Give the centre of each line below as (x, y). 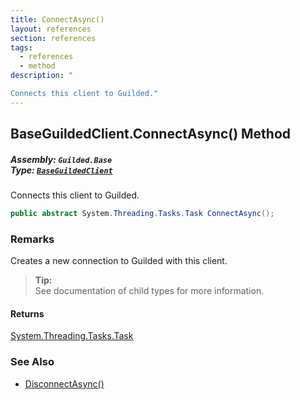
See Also (32, 362)
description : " (42, 76)
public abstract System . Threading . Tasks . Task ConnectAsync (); (142, 214)
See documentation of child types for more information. (149, 291)
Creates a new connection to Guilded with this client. (119, 261)
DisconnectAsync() (64, 383)
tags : (21, 47)
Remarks (32, 239)
